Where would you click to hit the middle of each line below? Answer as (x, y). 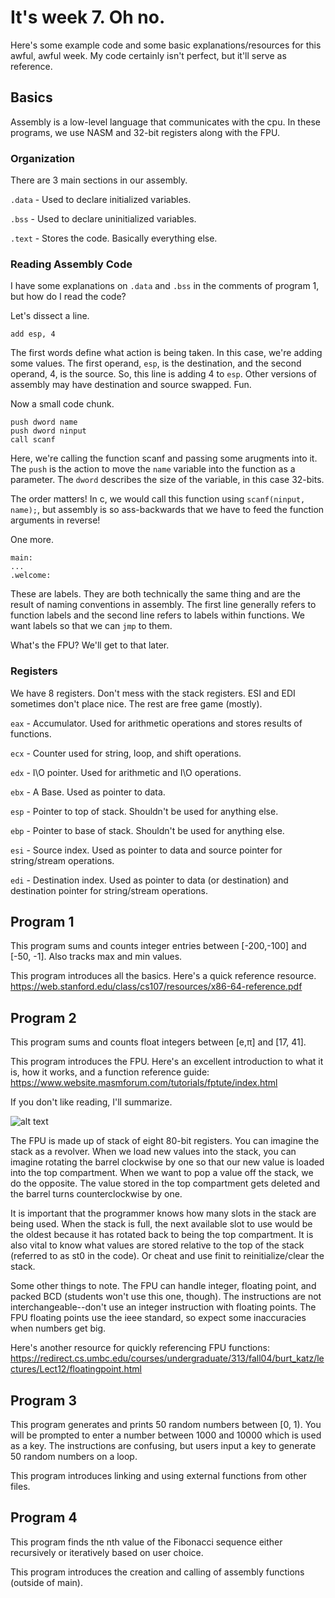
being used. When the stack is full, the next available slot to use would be (161, 1224)
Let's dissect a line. (50, 316)
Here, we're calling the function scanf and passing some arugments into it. (164, 458)
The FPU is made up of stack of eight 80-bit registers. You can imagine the (165, 1141)
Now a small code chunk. (62, 404)
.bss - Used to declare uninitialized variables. (103, 219)
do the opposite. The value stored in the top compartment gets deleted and (165, 1183)
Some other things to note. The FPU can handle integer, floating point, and (163, 1286)
